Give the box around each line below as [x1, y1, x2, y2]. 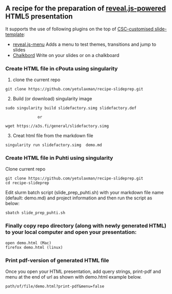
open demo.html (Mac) [5, 240, 52, 246]
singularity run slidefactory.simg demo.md [5, 142, 102, 148]
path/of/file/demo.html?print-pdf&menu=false [5, 284, 104, 289]
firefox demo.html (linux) [5, 245, 63, 250]
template [5, 31, 24, 38]
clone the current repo [12, 77, 61, 83]
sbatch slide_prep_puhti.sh [5, 210, 66, 215]
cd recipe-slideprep [5, 180, 50, 186]
